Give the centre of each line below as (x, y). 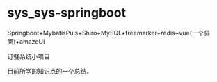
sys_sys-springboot (67, 13)
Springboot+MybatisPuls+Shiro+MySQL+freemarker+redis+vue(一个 (106, 33)
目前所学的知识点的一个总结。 (50, 71)
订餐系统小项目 (29, 56)
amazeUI (32, 41)
